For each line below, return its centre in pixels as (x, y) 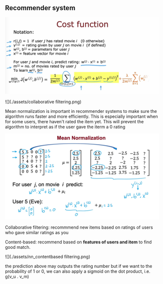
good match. (18, 247)
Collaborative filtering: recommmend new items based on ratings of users (79, 227)
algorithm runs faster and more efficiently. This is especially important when (81, 116)
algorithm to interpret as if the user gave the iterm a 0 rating (65, 127)
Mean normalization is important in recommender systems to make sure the (81, 111)
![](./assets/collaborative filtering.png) (43, 102)
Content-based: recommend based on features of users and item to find (79, 242)
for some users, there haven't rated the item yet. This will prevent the (74, 121)
